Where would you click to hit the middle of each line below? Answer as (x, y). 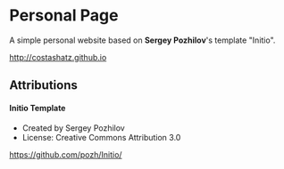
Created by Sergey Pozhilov (73, 128)
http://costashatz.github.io (58, 57)
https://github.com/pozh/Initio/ (66, 154)
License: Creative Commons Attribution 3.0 (101, 137)
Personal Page (64, 16)
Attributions (44, 85)
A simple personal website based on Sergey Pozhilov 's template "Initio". (142, 40)
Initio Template (38, 108)
